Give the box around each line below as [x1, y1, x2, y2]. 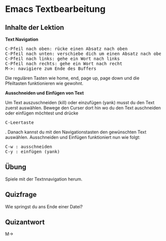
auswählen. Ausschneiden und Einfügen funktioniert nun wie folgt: [5, 134, 141, 140]
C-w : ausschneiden [5, 144, 52, 149]
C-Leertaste [5, 120, 34, 125]
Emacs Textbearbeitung [5, 3, 106, 15]
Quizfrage [5, 190, 37, 199]
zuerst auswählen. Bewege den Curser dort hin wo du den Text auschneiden [5, 105, 161, 111]
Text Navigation [5, 36, 39, 42]
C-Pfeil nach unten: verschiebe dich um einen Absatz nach [5, 51, 152, 57]
